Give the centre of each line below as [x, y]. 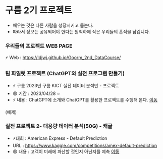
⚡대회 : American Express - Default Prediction [60, 138]
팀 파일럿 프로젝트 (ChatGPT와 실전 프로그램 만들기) [65, 74]
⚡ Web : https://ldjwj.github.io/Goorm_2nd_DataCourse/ [63, 58]
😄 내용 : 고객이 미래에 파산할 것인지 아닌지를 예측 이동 [66, 151]
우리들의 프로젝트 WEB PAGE [39, 46]
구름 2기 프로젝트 [39, 10]
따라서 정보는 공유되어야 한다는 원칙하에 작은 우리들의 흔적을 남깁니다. [81, 31]
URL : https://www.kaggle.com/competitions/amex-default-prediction [85, 145]
